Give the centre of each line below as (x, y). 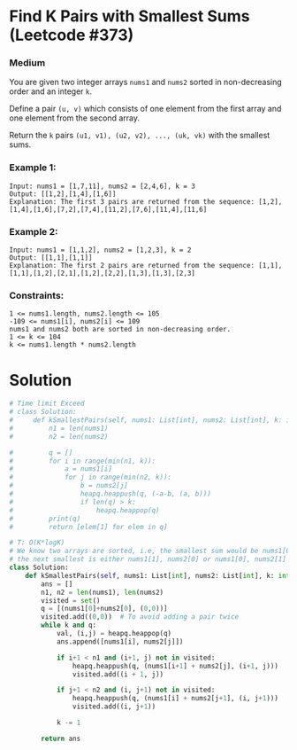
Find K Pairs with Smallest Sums (129, 16)
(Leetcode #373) (72, 35)
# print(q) (45, 519)
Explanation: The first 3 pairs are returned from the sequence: (132, 201)
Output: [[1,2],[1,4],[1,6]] (63, 194)
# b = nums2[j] (69, 486)
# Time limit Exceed (47, 404)
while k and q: (69, 625)
